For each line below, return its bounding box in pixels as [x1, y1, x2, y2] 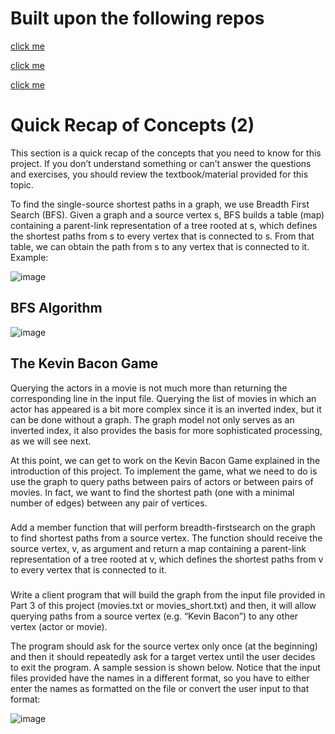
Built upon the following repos [10, 7, 265, 30]
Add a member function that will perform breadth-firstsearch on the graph [10, 522, 316, 534]
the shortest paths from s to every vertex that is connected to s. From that [10, 230, 315, 242]
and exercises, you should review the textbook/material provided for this [10, 168, 309, 180]
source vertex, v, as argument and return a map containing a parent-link [10, 543, 307, 555]
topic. [10, 178, 34, 191]
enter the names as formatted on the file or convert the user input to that [10, 683, 310, 695]
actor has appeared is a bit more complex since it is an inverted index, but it [10, 403, 322, 415]
